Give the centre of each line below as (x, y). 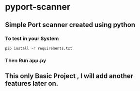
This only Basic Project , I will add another (69, 76)
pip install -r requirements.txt (39, 48)
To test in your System (32, 39)
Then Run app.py (26, 60)
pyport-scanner (38, 7)
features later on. (32, 84)
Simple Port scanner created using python (70, 25)
